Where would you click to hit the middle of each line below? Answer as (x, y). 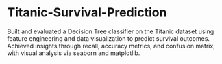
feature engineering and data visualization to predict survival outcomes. (109, 38)
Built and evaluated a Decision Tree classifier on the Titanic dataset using (111, 31)
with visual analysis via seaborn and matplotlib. (74, 53)
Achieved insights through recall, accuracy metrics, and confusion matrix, (111, 46)
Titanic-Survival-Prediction (87, 13)
